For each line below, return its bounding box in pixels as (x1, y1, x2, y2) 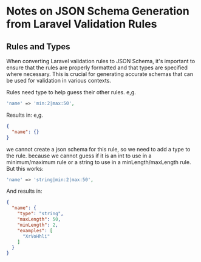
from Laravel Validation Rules (6, 17, 157, 31)
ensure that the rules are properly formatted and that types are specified (6, 64, 188, 71)
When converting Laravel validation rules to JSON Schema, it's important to (6, 58, 196, 64)
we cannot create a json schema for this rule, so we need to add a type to (6, 145, 191, 153)
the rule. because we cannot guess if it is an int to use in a (6, 152, 152, 159)
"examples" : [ (17, 227, 53, 233)
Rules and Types (6, 41, 71, 52)
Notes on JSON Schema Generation (6, 4, 189, 18)
